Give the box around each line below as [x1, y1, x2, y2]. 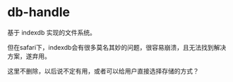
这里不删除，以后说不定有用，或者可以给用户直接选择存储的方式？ [7, 67, 199, 75]
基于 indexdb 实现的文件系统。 [7, 28, 97, 36]
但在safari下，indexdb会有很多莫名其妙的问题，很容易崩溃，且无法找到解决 [7, 43, 227, 51]
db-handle [7, 4, 71, 20]
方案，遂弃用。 [7, 52, 51, 60]
